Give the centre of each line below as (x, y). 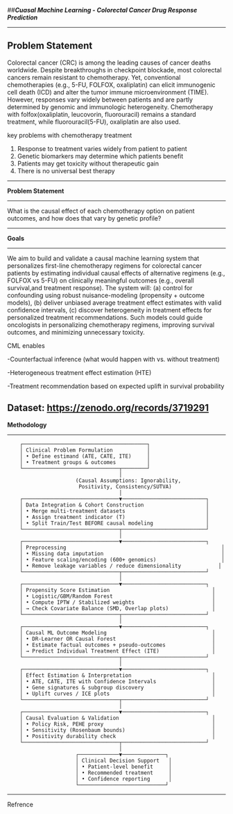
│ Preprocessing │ (122, 548)
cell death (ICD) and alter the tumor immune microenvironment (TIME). (108, 92)
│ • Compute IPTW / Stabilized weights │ (118, 602)
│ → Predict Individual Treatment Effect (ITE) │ (118, 651)
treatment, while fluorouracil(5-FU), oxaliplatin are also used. (94, 122)
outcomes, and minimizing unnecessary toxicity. (76, 332)
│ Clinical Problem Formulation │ (85, 450)
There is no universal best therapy (66, 170)
